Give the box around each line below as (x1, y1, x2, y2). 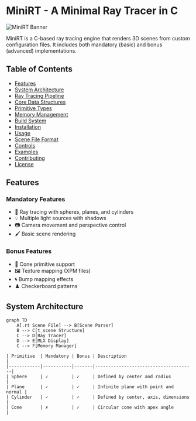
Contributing (14, 154, 45, 162)
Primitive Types (14, 104, 53, 112)
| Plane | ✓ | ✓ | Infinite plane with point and (6, 384, 174, 390)
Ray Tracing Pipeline (14, 92, 64, 99)
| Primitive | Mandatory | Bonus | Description (6, 353, 127, 359)
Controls (14, 142, 36, 149)
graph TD (6, 317, 27, 323)
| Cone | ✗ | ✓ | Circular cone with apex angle (6, 404, 174, 410)
